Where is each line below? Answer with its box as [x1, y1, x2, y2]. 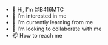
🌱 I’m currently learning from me [12, 19, 93, 26]
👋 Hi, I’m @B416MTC [12, 6, 64, 13]
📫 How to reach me [12, 32, 62, 39]
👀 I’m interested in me [12, 12, 67, 19]
